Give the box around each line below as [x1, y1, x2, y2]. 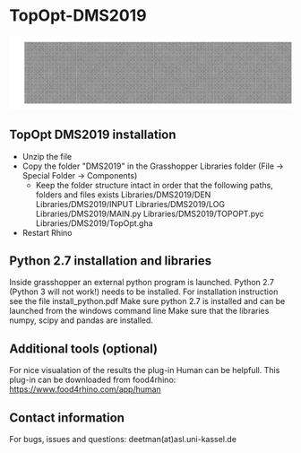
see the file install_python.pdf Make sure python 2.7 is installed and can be [9, 296, 286, 307]
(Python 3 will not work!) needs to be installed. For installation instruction [9, 286, 279, 297]
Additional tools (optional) [9, 341, 159, 356]
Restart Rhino [21, 227, 73, 238]
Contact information [9, 410, 125, 425]
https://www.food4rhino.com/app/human [9, 384, 161, 395]
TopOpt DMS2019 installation [9, 127, 176, 143]
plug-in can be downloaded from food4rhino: [9, 374, 176, 386]
